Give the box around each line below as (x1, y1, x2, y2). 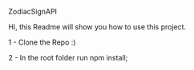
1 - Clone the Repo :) (8, 37, 76, 47)
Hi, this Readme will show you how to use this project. (8, 22, 187, 31)
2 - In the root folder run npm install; (8, 53, 128, 62)
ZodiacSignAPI (8, 7, 58, 16)
